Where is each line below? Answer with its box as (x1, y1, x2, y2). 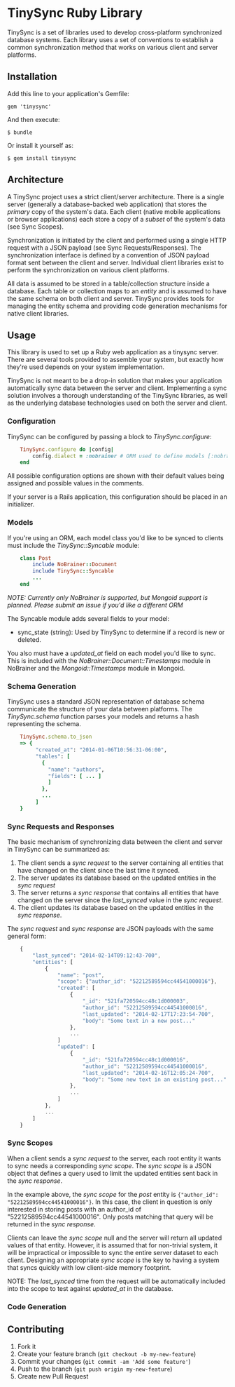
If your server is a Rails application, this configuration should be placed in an (7, 493, 227, 501)
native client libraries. (7, 309, 69, 317)
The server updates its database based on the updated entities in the (17, 873, 217, 882)
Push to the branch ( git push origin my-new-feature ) (17, 1365, 173, 1373)
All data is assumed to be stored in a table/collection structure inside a (7, 279, 210, 288)
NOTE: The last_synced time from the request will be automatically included (7, 1277, 226, 1285)
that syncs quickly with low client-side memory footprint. (7, 1263, 171, 1271)
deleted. (17, 635, 42, 643)
